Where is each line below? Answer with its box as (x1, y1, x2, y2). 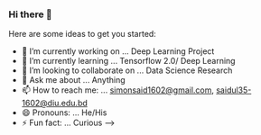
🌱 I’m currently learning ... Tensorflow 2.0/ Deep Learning (21, 56, 236, 67)
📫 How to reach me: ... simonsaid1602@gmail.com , (21, 85, 214, 95)
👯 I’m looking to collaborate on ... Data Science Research (21, 65, 233, 76)
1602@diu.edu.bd (21, 98, 88, 109)
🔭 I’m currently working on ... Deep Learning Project (21, 46, 215, 57)
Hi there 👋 (8, 8, 53, 21)
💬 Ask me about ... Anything (21, 75, 126, 85)
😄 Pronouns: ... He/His (21, 107, 107, 118)
